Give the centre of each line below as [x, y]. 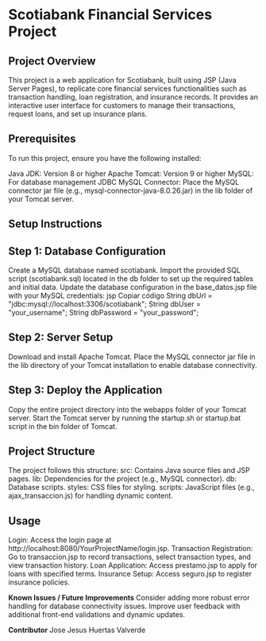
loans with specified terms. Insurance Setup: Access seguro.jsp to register [130, 574]
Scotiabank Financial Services [110, 15]
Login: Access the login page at [60, 540]
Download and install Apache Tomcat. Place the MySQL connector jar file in [132, 357]
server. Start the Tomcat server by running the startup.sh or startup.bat [125, 418]
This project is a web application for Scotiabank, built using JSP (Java [122, 80]
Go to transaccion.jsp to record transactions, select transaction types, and [130, 557]
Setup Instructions [55, 224]
